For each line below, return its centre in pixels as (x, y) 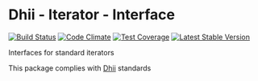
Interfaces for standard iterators (61, 52)
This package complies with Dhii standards (80, 68)
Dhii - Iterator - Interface (92, 15)
